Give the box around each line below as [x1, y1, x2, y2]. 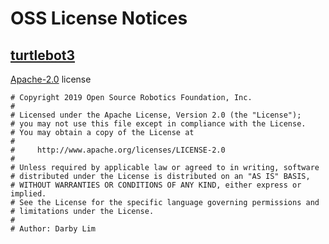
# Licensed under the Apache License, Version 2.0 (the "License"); [10, 110, 302, 120]
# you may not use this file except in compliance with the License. [10, 119, 307, 129]
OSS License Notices [10, 7, 188, 30]
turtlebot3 [10, 47, 76, 64]
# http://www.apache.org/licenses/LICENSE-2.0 [10, 145, 226, 155]
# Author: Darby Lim [10, 224, 97, 234]
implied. [10, 189, 47, 199]
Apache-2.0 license [10, 73, 92, 85]
